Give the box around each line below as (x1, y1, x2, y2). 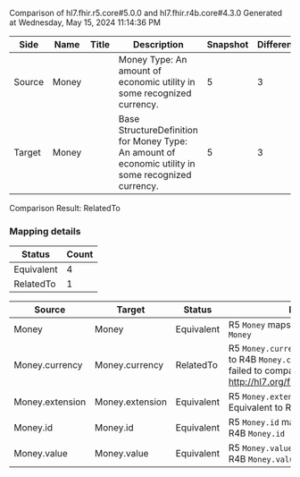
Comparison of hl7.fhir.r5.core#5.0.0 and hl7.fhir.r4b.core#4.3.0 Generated (9, 8, 283, 18)
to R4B (228, 353, 257, 366)
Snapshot (206, 38, 249, 50)
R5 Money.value (228, 442, 293, 455)
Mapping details (9, 225, 81, 237)
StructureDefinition (118, 124, 198, 136)
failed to (228, 364, 263, 377)
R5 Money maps (228, 319, 292, 331)
